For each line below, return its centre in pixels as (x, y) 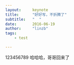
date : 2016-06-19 (30, 24)
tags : (11, 33)
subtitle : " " (23, 19)
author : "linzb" (27, 29)
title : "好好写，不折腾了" (36, 15)
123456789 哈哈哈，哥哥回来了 (37, 57)
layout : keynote (27, 10)
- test (21, 38)
